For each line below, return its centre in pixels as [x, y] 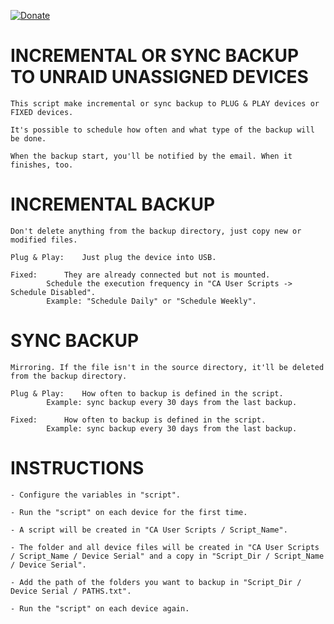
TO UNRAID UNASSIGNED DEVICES [159, 77]
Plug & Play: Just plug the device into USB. [113, 257]
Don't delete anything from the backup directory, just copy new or [156, 231]
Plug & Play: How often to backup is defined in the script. [147, 393]
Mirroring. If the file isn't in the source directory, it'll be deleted [167, 367]
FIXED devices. [42, 112]
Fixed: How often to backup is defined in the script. [138, 420]
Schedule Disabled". [53, 292]
